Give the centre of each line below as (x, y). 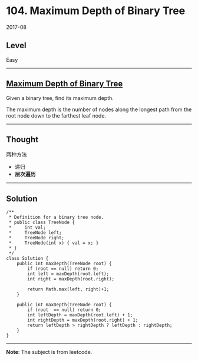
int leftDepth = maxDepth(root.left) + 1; (80, 315)
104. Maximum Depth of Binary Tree (96, 11)
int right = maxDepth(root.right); (71, 279)
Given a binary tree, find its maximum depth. (60, 98)
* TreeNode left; (35, 233)
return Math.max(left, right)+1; (68, 289)
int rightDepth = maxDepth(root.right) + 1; (83, 320)
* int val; (27, 228)
